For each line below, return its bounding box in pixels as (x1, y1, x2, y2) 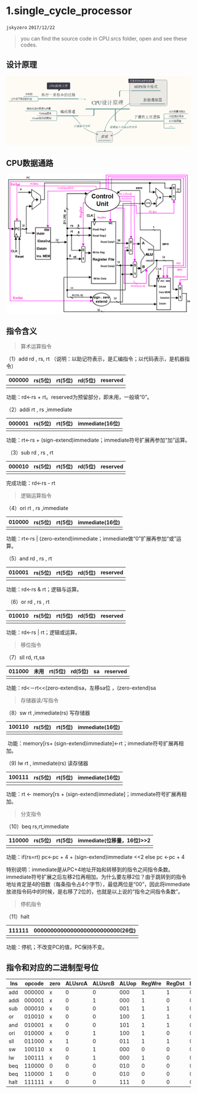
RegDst (166, 980, 185, 987)
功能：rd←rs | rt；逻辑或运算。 (6, 628, 81, 636)
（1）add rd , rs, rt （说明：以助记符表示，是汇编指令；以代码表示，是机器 (6, 355, 185, 362)
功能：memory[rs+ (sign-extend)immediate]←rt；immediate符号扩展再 (7, 740, 179, 747)
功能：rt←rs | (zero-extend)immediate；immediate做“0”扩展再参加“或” (6, 535, 177, 542)
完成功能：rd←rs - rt (6, 479, 56, 486)
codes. (20, 41, 38, 48)
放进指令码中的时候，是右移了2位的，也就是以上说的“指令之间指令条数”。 (6, 888, 184, 895)
